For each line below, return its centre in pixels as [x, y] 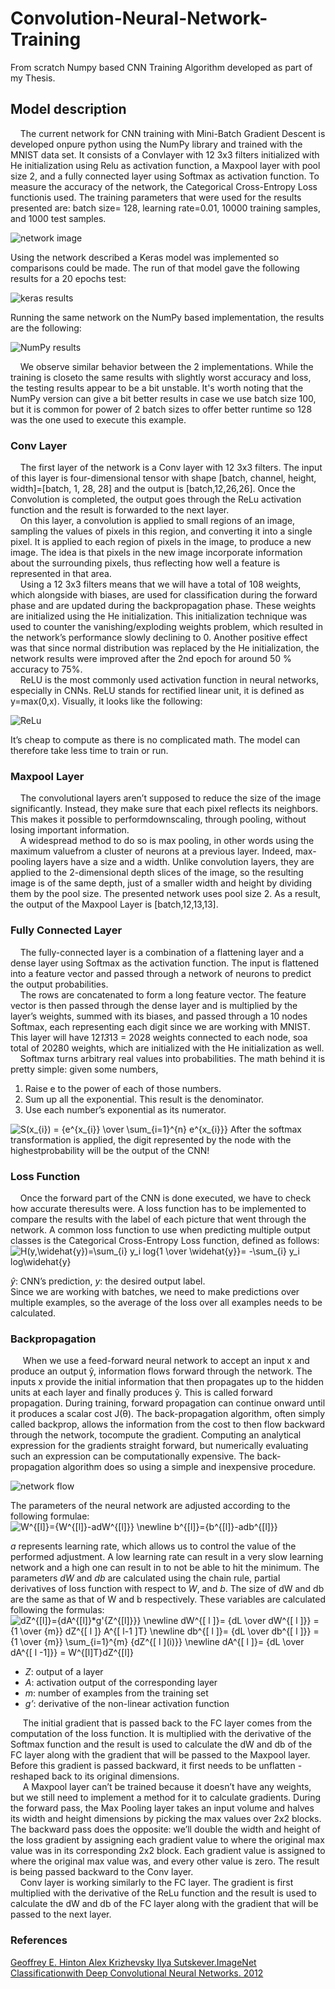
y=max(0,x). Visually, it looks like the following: [106, 701]
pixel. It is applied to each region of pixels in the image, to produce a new [161, 542]
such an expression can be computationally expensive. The [132, 1456]
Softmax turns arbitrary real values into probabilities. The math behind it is [172, 1058]
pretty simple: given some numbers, [84, 1069]
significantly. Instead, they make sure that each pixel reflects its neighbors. [164, 809]
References [39, 1940]
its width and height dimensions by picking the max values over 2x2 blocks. [166, 1819]
